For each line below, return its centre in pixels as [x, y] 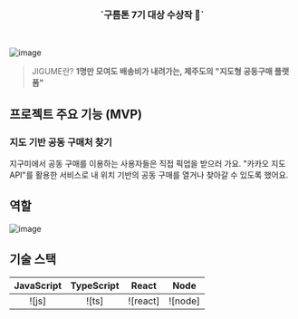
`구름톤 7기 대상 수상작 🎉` [152, 14]
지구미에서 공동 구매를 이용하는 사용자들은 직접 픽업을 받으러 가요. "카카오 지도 [148, 163]
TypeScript [95, 285]
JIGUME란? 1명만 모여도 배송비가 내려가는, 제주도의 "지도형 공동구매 [152, 72]
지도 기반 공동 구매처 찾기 [61, 142]
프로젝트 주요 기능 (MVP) [76, 114]
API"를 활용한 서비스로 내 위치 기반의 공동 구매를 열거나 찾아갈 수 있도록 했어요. [149, 175]
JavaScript [38, 285]
